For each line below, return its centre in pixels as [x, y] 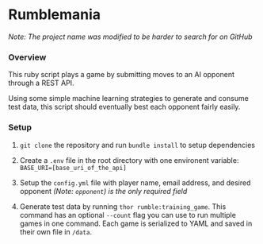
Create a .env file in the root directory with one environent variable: [129, 160]
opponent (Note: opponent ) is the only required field [103, 191]
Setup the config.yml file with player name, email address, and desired [135, 182]
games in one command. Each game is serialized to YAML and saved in [136, 223]
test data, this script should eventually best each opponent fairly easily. [124, 107]
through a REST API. [41, 83]
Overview [27, 57]
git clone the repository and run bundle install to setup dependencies [137, 145]
